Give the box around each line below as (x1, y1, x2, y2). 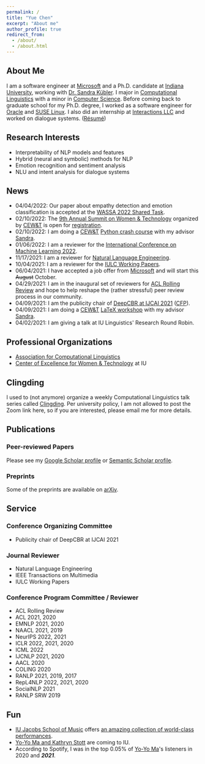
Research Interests (6, 132, 80, 143)
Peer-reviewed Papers (6, 443, 75, 451)
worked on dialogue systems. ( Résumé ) (6, 114, 106, 122)
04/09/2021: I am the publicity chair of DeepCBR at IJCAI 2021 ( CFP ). (15, 299, 191, 307)
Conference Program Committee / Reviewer (6, 593, 139, 602)
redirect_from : (6, 32, 45, 38)
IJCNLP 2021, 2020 (15, 653, 65, 660)
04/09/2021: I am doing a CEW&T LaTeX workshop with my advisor (15, 306, 185, 313)
